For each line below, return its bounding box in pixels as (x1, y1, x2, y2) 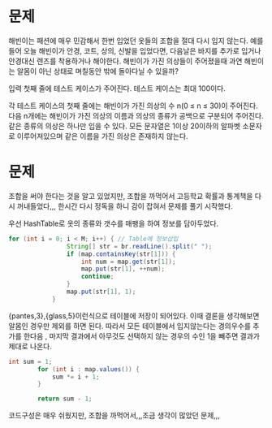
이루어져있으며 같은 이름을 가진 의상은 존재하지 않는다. (16, 131, 188, 141)
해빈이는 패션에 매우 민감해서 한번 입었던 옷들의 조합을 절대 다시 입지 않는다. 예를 (8, 36, 264, 45)
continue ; (80, 273, 114, 281)
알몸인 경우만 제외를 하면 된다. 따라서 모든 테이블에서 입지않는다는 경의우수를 (8, 321, 252, 331)
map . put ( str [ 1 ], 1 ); (66, 287, 136, 296)
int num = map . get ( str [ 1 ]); (80, 257, 176, 266)
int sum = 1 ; (8, 357, 53, 365)
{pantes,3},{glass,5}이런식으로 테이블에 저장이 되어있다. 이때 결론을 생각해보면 (8, 310, 260, 321)
